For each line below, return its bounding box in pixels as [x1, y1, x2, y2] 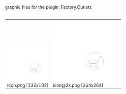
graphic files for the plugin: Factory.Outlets [5, 4, 92, 10]
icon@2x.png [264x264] [53, 82, 104, 88]
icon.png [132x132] [7, 82, 49, 88]
